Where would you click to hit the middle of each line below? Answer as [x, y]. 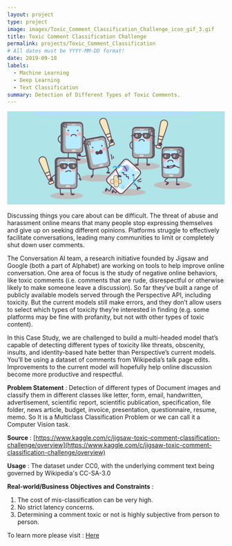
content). [20, 324]
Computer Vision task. [39, 425]
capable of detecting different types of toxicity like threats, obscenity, [106, 345]
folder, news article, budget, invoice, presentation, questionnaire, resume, [112, 410]
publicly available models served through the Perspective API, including [109, 295]
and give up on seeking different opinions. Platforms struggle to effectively [113, 231]
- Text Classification [46, 87]
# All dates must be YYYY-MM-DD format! [66, 51]
